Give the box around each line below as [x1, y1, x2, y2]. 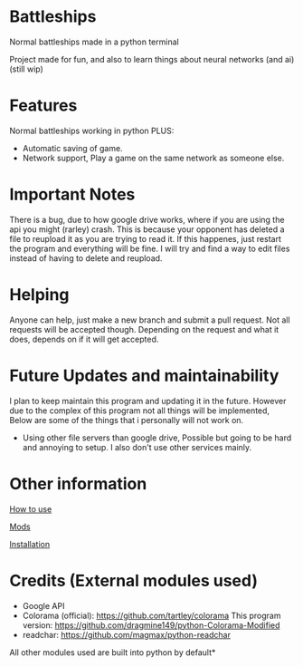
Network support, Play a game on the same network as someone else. [22, 152, 285, 163]
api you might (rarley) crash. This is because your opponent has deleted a [9, 224, 285, 235]
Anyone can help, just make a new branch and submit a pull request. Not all [9, 314, 291, 325]
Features [9, 95, 78, 116]
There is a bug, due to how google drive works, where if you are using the [9, 214, 285, 225]
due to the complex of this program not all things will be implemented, [9, 405, 270, 416]
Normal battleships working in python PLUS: [9, 125, 175, 136]
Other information [9, 473, 147, 494]
